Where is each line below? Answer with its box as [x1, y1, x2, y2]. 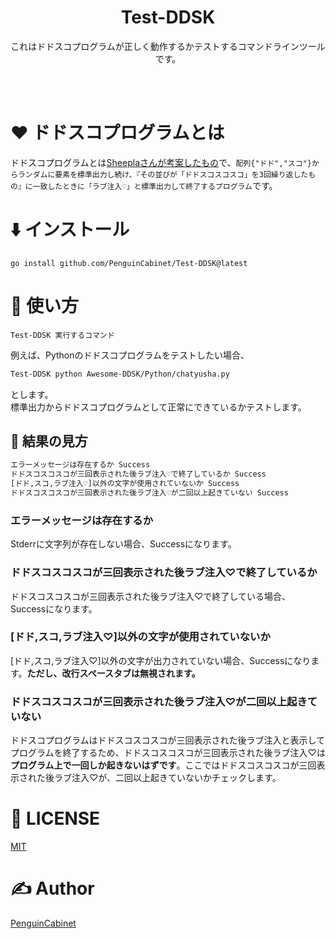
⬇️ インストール [10, 219, 130, 241]
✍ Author [10, 877, 95, 900]
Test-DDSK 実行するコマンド [10, 330, 115, 340]
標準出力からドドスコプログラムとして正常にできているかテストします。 [10, 401, 307, 413]
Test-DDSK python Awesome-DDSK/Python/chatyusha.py [10, 369, 230, 379]
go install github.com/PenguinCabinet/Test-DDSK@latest [10, 258, 248, 268]
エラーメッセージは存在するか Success [10, 460, 151, 470]
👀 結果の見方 [10, 433, 88, 450]
